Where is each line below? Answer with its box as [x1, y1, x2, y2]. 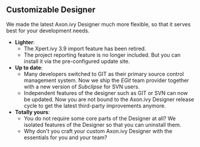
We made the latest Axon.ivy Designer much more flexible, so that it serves [6, 20, 191, 27]
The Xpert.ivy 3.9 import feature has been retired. [23, 45, 146, 52]
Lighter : [14, 38, 35, 45]
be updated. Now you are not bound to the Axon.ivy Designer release [23, 96, 195, 103]
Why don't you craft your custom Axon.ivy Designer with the [23, 127, 173, 134]
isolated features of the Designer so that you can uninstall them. [23, 121, 181, 128]
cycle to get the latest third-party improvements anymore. [23, 102, 166, 109]
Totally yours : [14, 108, 50, 115]
